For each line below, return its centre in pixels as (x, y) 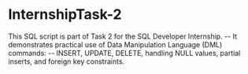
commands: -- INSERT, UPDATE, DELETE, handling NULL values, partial (124, 53)
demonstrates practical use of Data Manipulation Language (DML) (115, 44)
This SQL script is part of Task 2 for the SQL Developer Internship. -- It (123, 36)
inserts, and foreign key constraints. (67, 61)
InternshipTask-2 (65, 15)
